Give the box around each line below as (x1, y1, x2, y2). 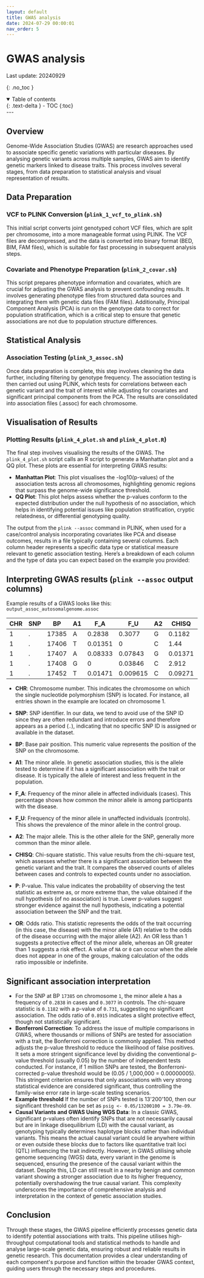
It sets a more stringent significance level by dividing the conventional (15, 1050, 190, 1058)
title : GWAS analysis (6, 15, 61, 21)
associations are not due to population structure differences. (6, 317, 158, 325)
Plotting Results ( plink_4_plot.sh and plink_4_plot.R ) (6, 435, 167, 443)
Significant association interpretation (6, 976, 151, 986)
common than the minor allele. (15, 839, 92, 847)
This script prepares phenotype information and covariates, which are (6, 279, 181, 286)
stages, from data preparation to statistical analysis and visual (6, 168, 161, 175)
